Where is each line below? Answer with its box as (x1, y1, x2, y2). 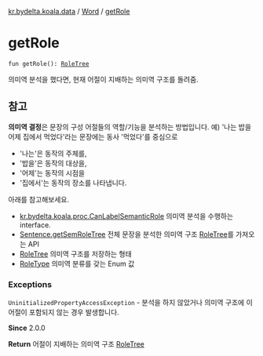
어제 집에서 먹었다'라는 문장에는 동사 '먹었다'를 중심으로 (8, 132, 178, 141)
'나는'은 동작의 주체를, (19, 148, 88, 158)
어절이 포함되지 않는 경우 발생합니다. (8, 307, 119, 317)
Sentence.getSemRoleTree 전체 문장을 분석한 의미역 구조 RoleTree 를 (19, 229, 234, 238)
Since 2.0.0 (8, 323, 46, 332)
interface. (19, 220, 51, 230)
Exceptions (8, 278, 53, 289)
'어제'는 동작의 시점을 (19, 168, 85, 177)
